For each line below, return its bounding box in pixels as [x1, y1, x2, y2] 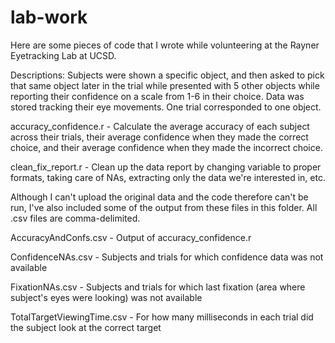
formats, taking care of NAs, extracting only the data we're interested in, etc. [10, 171, 326, 183]
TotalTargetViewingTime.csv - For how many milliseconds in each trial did [10, 311, 314, 323]
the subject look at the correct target [10, 321, 162, 333]
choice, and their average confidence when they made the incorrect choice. [10, 141, 323, 153]
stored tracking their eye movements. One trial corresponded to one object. [10, 101, 322, 113]
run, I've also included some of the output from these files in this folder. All [10, 201, 318, 213]
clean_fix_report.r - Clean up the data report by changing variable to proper [10, 161, 322, 173]
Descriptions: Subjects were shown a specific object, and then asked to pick [10, 69, 325, 81]
